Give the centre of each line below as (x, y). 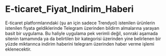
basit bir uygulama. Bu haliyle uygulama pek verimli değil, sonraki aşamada (82, 33)
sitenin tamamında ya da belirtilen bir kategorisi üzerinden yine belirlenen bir (83, 39)
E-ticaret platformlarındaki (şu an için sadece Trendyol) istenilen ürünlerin (80, 23)
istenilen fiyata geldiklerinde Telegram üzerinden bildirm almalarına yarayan (82, 28)
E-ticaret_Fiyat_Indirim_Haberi (69, 9)
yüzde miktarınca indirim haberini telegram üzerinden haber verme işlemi (80, 44)
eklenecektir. (18, 49)
